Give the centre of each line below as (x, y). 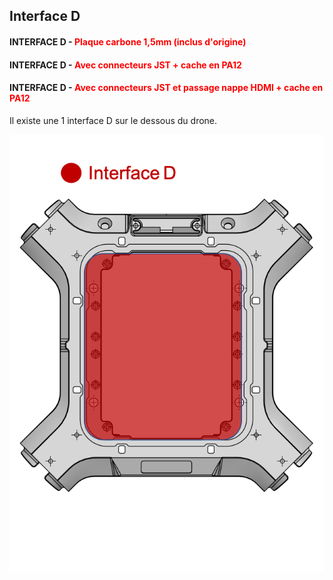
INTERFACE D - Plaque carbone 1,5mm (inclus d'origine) (128, 41)
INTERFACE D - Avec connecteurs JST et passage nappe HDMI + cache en (166, 88)
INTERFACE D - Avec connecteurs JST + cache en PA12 (125, 65)
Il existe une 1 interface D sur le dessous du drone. (113, 120)
